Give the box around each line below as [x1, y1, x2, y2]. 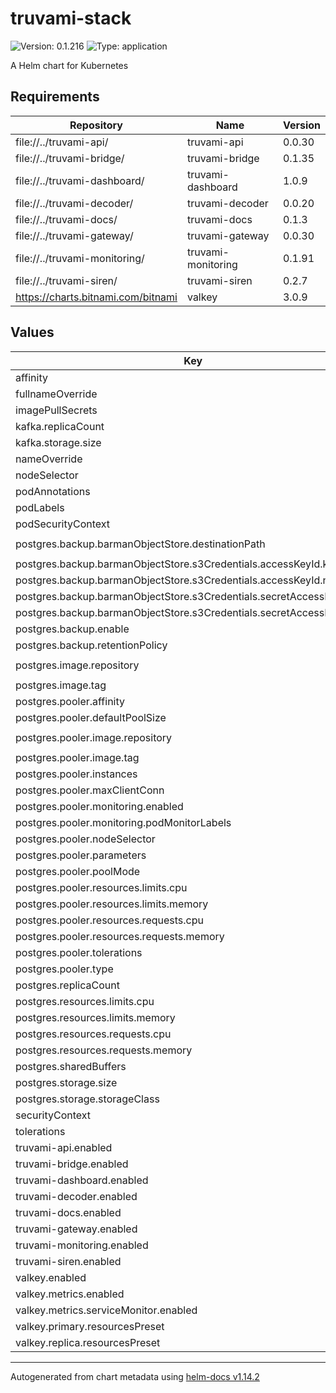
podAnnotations [15, 484, 91, 498]
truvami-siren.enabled [15, 1254, 122, 1268]
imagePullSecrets [15, 403, 98, 417]
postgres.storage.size [15, 1075, 118, 1089]
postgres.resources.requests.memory [15, 1043, 193, 1057]
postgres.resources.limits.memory [15, 1010, 176, 1024]
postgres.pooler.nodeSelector [15, 832, 156, 846]
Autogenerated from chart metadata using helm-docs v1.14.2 [10, 1370, 260, 1382]
